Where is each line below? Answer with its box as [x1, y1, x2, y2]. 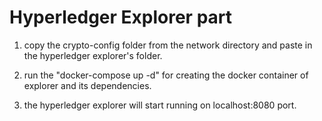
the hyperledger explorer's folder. [23, 49, 163, 61]
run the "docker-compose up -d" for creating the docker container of [23, 69, 309, 81]
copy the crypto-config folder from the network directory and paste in [23, 39, 313, 51]
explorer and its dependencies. [23, 79, 152, 91]
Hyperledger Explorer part [9, 6, 233, 29]
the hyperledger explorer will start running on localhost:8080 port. [23, 99, 297, 111]
